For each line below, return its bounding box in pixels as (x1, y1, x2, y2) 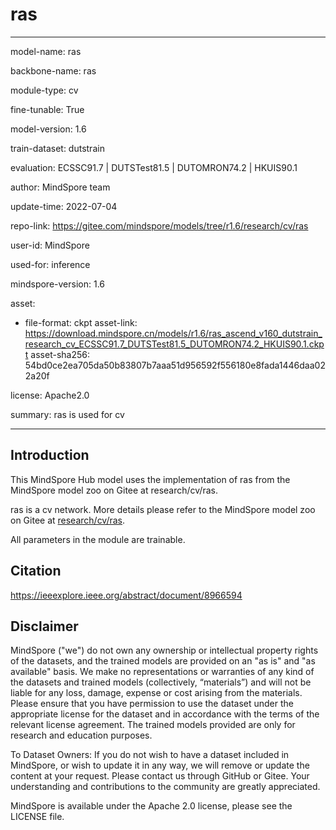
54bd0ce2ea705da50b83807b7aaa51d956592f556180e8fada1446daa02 (24, 359, 326, 371)
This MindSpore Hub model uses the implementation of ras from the (10, 473, 291, 485)
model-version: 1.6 (10, 123, 87, 135)
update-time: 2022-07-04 (10, 200, 118, 212)
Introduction (10, 447, 90, 464)
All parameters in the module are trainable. (10, 533, 186, 545)
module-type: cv (10, 84, 79, 96)
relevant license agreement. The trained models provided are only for (10, 719, 296, 731)
